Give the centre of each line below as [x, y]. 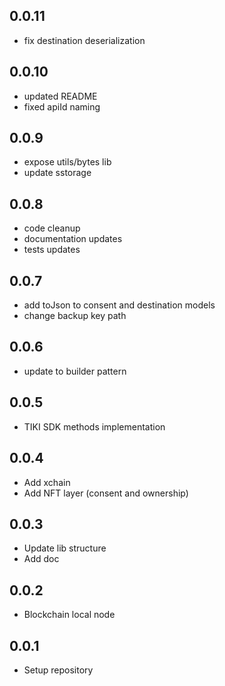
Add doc [41, 559]
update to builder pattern [75, 371]
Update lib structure [65, 548]
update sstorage [57, 173]
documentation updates [73, 239]
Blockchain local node [69, 615]
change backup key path [75, 316]
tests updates [52, 250]
